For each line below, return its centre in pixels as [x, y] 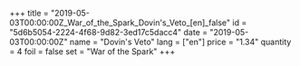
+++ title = [29, 13]
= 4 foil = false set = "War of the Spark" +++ [92, 52]
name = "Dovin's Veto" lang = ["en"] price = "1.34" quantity [180, 42]
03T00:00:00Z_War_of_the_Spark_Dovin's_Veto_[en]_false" [120, 23]
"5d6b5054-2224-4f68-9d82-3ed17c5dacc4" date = [109, 32]
